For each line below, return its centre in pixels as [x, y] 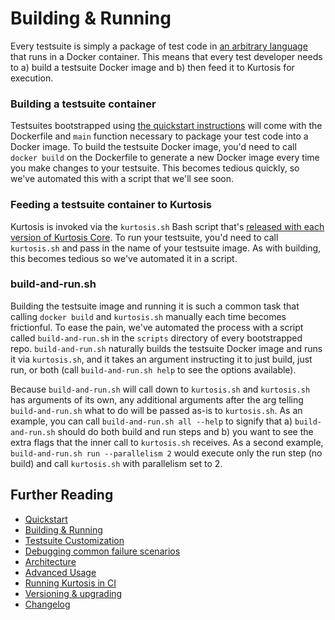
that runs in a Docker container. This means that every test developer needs [166, 56]
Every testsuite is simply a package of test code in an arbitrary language [159, 46]
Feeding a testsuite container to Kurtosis [111, 205]
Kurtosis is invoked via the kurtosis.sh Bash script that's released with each [167, 226]
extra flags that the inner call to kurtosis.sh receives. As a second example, [167, 442]
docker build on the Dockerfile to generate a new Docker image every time [165, 158]
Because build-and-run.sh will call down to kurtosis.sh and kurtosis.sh [160, 389]
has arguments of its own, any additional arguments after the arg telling [157, 399]
